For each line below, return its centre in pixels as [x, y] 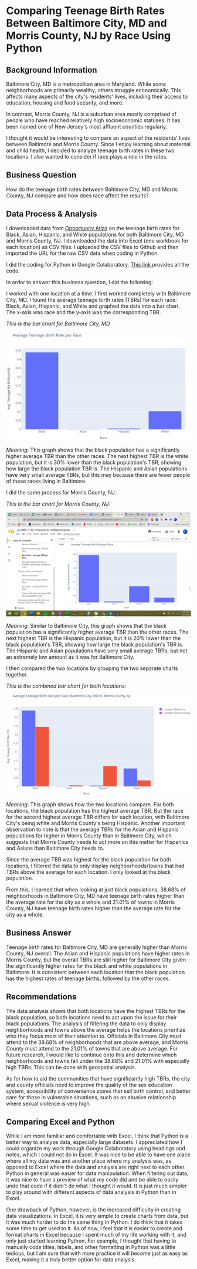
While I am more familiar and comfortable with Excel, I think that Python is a [97, 1136]
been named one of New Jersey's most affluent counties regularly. [87, 127]
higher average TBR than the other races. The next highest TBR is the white [97, 456]
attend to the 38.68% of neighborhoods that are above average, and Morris [97, 1042]
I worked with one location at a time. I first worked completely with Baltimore [98, 293]
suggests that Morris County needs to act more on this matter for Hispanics [97, 842]
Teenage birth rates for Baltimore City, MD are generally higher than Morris [97, 947]
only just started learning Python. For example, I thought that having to [91, 1241]
